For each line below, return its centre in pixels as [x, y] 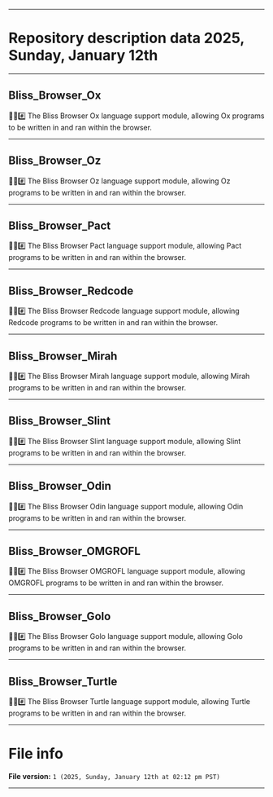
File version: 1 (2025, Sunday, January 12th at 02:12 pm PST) [115, 776]
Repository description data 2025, [127, 38]
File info [36, 754]
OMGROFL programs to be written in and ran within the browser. [116, 583]
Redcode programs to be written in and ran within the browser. [113, 323]
